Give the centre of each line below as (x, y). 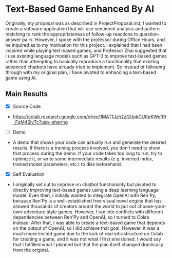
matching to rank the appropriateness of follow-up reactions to (72, 34)
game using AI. (21, 78)
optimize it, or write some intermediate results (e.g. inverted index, (83, 159)
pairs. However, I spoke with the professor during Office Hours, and (94, 40)
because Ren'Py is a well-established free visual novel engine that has (87, 200)
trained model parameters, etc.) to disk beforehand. (67, 164)
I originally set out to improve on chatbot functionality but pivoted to (84, 184)
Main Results (26, 94)
